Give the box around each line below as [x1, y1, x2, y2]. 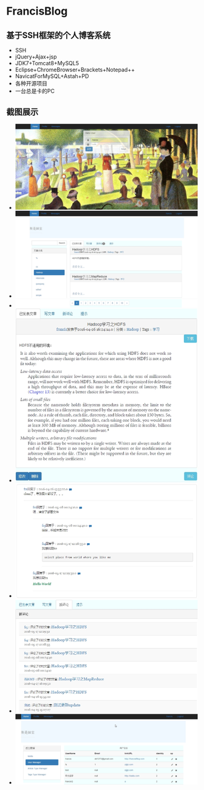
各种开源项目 [15, 80, 47, 87]
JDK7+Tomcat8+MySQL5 [15, 60, 80, 66]
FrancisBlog [6, 4, 68, 18]
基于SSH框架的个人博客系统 [6, 30, 111, 40]
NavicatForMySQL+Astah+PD [15, 73, 89, 80]
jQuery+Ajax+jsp [15, 53, 57, 60]
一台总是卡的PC [15, 87, 55, 94]
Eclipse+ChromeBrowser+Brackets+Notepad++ [15, 66, 135, 73]
